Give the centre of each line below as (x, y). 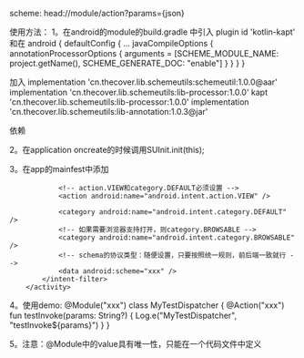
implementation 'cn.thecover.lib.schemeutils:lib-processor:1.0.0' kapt (139, 92)
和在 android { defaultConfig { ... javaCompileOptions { (111, 43)
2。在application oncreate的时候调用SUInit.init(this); (107, 150)
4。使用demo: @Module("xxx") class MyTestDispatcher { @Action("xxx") (147, 305)
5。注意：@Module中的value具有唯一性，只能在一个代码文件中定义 (136, 344)
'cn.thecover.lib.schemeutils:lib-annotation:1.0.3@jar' (109, 112)
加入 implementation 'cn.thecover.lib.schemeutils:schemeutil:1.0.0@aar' (143, 82)
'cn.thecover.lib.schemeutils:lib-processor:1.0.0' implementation (129, 102)
